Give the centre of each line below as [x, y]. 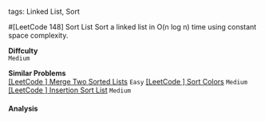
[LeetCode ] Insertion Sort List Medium [70, 90]
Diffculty [23, 51]
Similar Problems [37, 73]
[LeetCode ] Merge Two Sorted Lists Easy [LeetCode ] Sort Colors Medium [128, 82]
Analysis [23, 108]
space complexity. [38, 35]
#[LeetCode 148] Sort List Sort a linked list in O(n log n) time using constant [132, 27]
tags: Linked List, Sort [44, 12]
